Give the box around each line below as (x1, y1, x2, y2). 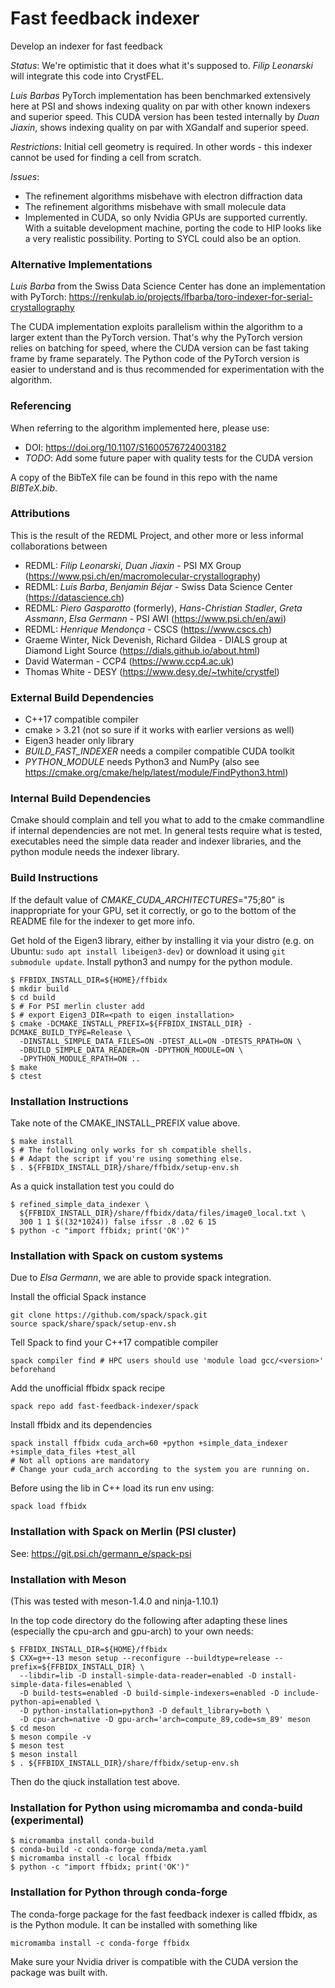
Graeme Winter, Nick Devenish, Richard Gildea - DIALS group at (24, 633, 288, 646)
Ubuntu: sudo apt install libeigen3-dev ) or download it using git (10, 945, 286, 957)
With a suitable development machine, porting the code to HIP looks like (24, 222, 322, 234)
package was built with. (10, 1966, 108, 1978)
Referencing (10, 399, 72, 413)
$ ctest (10, 1071, 43, 1081)
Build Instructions (10, 871, 99, 885)
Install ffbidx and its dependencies (10, 1419, 153, 1431)
